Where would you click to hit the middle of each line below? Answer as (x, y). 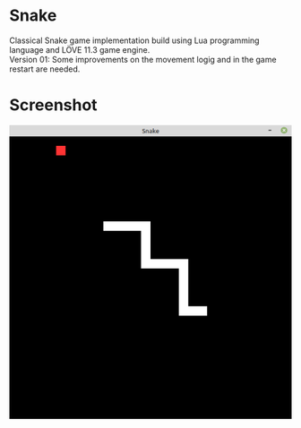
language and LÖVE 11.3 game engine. (80, 49)
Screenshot (53, 105)
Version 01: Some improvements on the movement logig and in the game (143, 59)
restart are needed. (45, 69)
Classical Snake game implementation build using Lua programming (134, 40)
